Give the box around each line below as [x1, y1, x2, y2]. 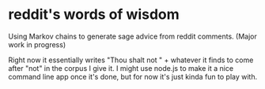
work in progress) [8, 39, 66, 49]
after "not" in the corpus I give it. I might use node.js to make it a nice [8, 63, 234, 72]
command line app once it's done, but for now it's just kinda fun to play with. [8, 72, 258, 81]
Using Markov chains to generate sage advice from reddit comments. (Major [8, 32, 257, 41]
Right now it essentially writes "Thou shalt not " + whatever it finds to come [8, 55, 254, 65]
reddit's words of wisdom [8, 6, 180, 24]
